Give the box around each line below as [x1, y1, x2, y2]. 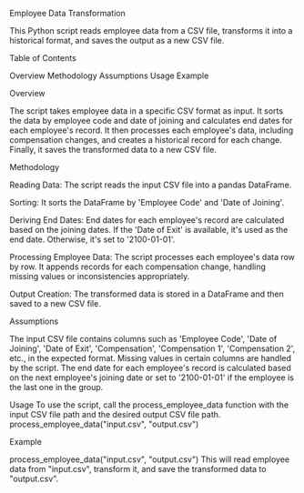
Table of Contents [9, 53, 77, 63]
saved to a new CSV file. [9, 298, 102, 308]
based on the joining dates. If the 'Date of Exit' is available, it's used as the [9, 225, 289, 235]
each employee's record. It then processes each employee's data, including [9, 125, 294, 136]
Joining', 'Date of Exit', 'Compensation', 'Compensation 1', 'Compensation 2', [9, 343, 296, 354]
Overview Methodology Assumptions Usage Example [9, 70, 209, 81]
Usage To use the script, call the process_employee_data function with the [9, 399, 289, 410]
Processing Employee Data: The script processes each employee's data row [9, 252, 296, 262]
